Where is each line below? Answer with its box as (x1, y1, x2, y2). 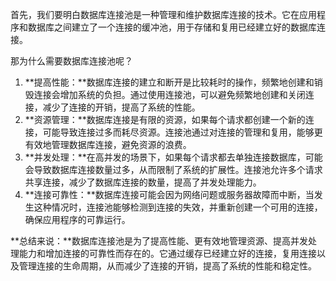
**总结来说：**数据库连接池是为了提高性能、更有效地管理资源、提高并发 (10, 235, 309, 247)
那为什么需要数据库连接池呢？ (10, 55, 133, 67)
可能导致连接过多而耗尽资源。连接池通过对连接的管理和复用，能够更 (42, 126, 323, 138)
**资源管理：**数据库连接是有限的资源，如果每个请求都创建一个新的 (24, 114, 306, 125)
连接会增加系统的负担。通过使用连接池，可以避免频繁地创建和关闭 (33, 89, 306, 100)
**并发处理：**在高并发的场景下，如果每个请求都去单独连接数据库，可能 (24, 151, 323, 163)
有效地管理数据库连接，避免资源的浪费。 (24, 139, 192, 150)
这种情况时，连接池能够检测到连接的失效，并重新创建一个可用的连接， (33, 201, 323, 213)
